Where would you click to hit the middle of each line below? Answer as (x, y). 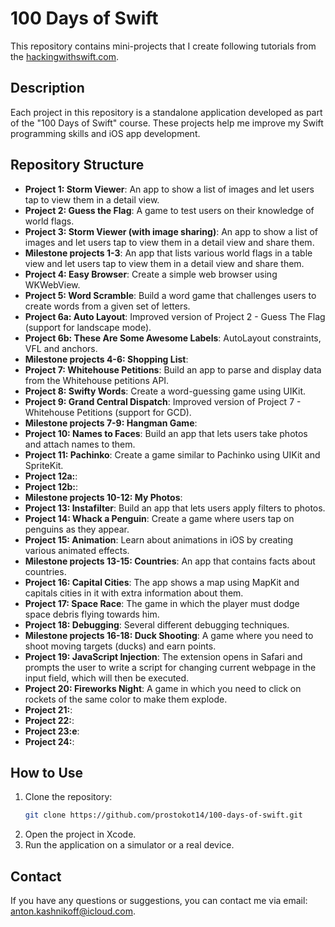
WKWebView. (52, 284)
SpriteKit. (44, 465)
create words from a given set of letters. (107, 306)
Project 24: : (49, 741)
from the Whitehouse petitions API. (97, 380)
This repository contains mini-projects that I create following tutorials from (163, 46)
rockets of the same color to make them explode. (126, 699)
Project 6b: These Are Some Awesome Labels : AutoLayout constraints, (173, 338)
